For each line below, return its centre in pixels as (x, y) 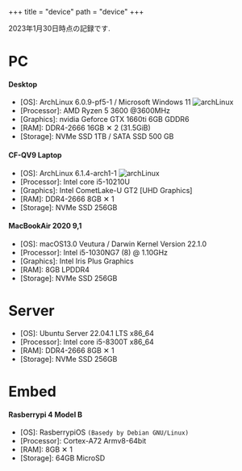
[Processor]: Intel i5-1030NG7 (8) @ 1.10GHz (94, 252)
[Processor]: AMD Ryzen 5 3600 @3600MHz (95, 111)
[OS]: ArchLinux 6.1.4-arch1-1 (68, 173)
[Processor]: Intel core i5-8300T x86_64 (87, 342)
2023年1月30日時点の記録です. (59, 28)
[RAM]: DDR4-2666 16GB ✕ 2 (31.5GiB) (85, 128)
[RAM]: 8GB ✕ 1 (46, 450)
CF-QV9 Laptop (35, 155)
